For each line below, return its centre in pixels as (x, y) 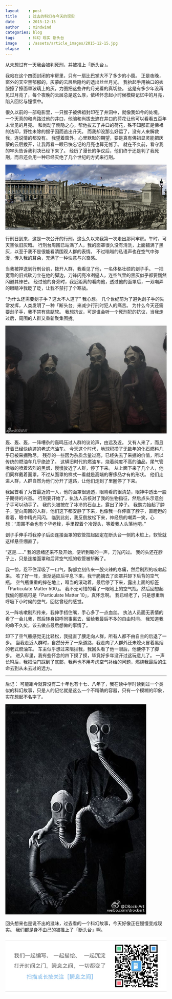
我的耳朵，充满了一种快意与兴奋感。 (61, 258)
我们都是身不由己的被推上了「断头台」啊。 (60, 930)
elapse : (18, 49)
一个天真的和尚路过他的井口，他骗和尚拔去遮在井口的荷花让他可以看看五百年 (86, 119)
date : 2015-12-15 (31, 22)
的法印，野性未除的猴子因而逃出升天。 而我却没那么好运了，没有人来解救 (82, 131)
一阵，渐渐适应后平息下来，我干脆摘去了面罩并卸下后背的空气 (94, 575)
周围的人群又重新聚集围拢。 (48, 318)
